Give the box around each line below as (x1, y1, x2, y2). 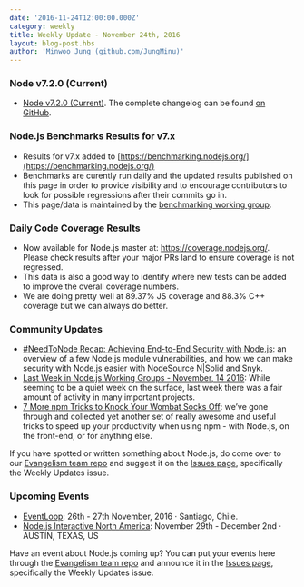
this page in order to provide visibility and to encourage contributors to (22, 179, 288, 191)
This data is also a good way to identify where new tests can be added (22, 272, 288, 283)
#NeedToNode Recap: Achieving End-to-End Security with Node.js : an (22, 343, 288, 354)
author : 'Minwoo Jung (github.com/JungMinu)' (9, 47, 184, 56)
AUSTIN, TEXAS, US (22, 530, 99, 541)
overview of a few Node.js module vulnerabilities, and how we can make (22, 353, 293, 364)
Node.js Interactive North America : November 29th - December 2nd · (22, 520, 281, 532)
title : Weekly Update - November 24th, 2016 (9, 30, 181, 39)
